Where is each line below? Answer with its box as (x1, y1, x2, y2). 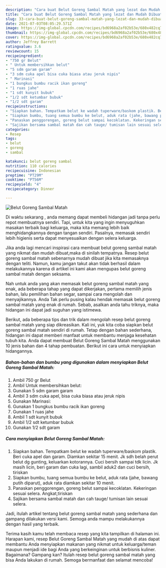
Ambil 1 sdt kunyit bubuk (12, 414, 63, 420)
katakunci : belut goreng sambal (5, 159, 72, 164)
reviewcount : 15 (5, 49, 39, 53)
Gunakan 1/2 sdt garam (12, 424, 61, 430)
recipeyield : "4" (5, 182, 41, 187)
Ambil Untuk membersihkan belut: (12, 382, 82, 388)
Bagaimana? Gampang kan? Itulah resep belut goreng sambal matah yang (5, 552, 156, 558)
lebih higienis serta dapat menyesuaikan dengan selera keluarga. (5, 235, 137, 241)
